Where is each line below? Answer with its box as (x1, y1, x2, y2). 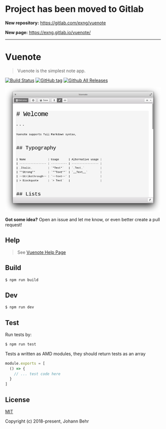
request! (5, 222, 22, 228)
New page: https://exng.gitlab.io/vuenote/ (5, 29, 91, 35)
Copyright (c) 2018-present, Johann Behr (5, 418, 89, 424)
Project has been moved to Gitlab (5, 3, 144, 15)
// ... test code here (14, 371, 61, 377)
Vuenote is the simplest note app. (17, 68, 86, 74)
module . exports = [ (5, 361, 45, 366)
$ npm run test (5, 341, 37, 347)
